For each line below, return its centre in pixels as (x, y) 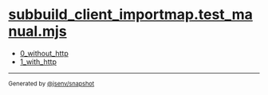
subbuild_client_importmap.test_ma (130, 15)
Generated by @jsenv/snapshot (51, 84)
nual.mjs (37, 31)
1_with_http (38, 62)
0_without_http (44, 53)
